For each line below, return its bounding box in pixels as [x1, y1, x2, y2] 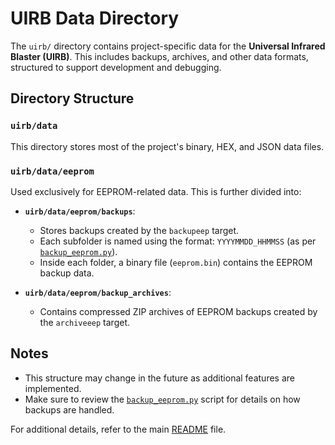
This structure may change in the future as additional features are [24, 372, 295, 384]
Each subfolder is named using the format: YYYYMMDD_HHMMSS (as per [39, 235, 317, 247]
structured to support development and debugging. [10, 61, 222, 73]
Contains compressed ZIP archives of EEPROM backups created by [39, 305, 318, 317]
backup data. [39, 267, 95, 279]
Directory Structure [10, 90, 135, 107]
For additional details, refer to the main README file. [10, 423, 227, 435]
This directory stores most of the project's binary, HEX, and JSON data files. [10, 140, 325, 152]
